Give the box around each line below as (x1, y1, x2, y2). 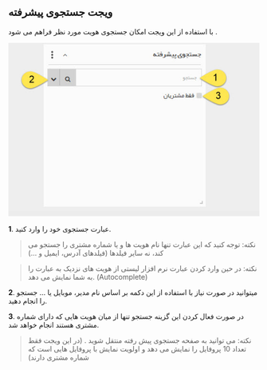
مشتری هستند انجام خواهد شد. (8, 320, 100, 329)
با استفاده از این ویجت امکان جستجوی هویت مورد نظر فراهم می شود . (8, 26, 218, 36)
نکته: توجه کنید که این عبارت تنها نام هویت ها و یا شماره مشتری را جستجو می (27, 239, 257, 249)
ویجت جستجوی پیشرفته (8, 6, 113, 19)
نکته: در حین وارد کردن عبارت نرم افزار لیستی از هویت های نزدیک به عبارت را (27, 263, 257, 273)
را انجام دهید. (8, 296, 48, 305)
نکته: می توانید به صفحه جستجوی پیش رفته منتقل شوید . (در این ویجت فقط (27, 335, 252, 345)
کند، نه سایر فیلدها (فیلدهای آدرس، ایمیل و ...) (27, 248, 164, 257)
